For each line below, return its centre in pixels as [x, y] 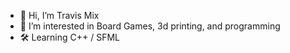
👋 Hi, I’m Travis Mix [59, 15]
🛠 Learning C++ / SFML [69, 37]
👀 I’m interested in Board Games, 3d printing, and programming [150, 26]
